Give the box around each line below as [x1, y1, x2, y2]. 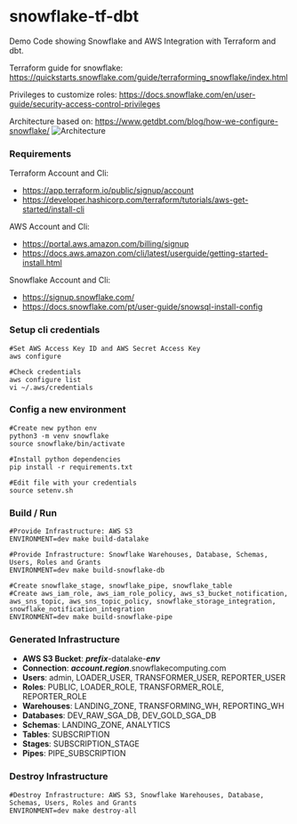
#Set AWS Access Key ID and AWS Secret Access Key [9, 344, 201, 353]
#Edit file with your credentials [9, 478, 138, 487]
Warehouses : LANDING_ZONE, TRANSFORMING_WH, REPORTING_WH [21, 701, 285, 712]
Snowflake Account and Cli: [9, 274, 111, 286]
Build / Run [9, 506, 58, 518]
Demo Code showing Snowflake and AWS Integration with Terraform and [9, 36, 277, 46]
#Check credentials [9, 367, 82, 376]
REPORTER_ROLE [21, 691, 87, 702]
